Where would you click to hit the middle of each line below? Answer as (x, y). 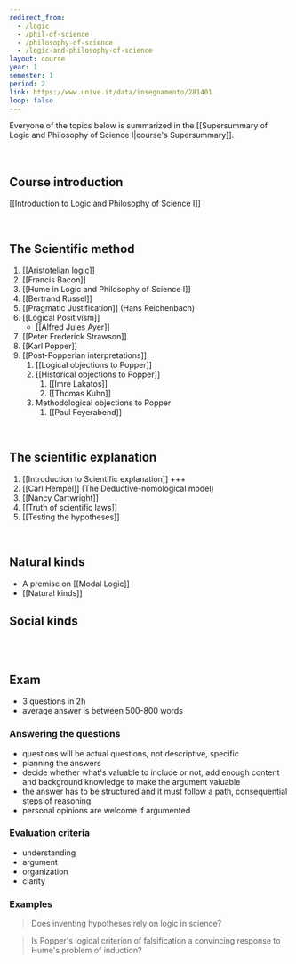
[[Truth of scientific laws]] (70, 507)
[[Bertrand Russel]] (57, 298)
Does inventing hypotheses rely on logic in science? (126, 924)
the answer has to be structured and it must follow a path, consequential (155, 791)
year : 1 (24, 68)
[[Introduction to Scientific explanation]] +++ (104, 478)
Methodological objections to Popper (103, 403)
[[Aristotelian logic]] (58, 270)
